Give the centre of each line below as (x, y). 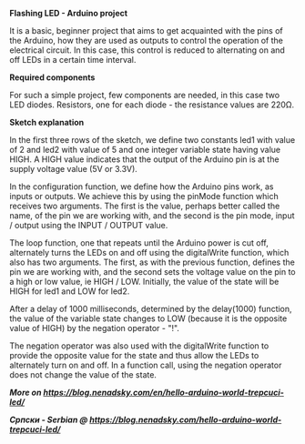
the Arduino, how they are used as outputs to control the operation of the (147, 40)
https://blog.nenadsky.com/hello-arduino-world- (186, 419)
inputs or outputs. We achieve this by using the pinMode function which (144, 196)
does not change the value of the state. (83, 375)
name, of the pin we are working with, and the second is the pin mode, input (152, 216)
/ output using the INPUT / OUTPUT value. (89, 225)
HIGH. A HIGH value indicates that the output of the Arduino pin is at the (144, 159)
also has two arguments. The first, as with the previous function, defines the (152, 262)
